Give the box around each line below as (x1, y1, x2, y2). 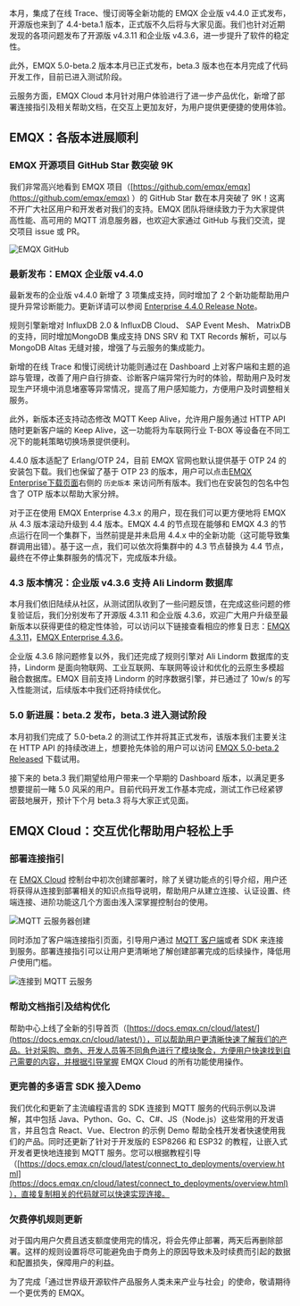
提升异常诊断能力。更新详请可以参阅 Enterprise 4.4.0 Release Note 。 (9, 300, 262, 311)
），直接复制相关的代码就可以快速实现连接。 (9, 1188, 170, 1199)
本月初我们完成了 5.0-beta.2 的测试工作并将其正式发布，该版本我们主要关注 (9, 731, 287, 741)
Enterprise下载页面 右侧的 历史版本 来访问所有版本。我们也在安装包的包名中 (9, 477, 282, 488)
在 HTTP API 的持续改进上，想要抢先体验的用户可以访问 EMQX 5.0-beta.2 (9, 742, 279, 753)
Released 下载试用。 (9, 753, 85, 764)
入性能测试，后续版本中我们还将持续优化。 (9, 684, 166, 695)
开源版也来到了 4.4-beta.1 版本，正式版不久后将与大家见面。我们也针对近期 (9, 19, 286, 29)
